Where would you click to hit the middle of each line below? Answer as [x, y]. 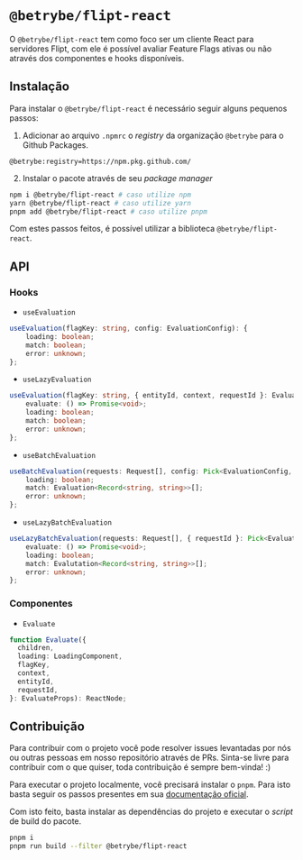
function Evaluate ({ [48, 640]
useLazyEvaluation [57, 380]
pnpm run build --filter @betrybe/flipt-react [98, 846]
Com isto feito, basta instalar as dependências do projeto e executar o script [151, 812]
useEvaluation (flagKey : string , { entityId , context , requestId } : [139, 396]
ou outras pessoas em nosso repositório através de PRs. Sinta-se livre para [149, 758]
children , [36, 648]
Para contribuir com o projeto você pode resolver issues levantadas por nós [150, 748]
